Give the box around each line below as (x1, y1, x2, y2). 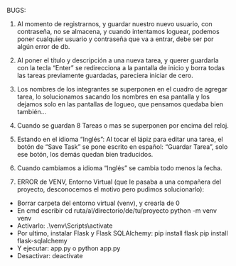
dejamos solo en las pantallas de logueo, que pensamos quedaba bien (16, 100, 223, 109)
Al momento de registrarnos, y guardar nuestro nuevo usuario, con (16, 20, 213, 28)
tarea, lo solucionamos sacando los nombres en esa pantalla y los (16, 92, 210, 101)
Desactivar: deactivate (16, 252, 83, 260)
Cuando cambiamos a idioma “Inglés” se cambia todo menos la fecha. (16, 164, 222, 172)
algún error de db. (16, 43, 70, 50)
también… (16, 108, 47, 116)
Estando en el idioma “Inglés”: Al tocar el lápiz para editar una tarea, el (16, 135, 223, 143)
